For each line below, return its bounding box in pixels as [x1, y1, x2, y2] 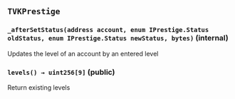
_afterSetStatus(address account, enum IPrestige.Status [7, 26, 209, 34]
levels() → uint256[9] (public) [7, 67, 115, 77]
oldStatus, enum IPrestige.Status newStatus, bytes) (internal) [7, 33, 229, 43]
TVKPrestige [7, 6, 61, 17]
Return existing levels [7, 83, 70, 92]
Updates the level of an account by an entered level [7, 49, 159, 58]
